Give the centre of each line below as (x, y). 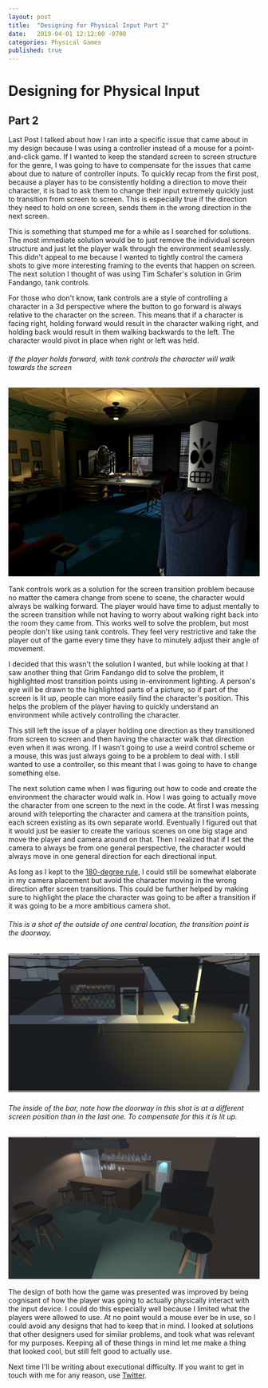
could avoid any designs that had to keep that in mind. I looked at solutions (131, 1326)
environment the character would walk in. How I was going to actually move (132, 797)
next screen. (29, 217)
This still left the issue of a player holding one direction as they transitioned (132, 730)
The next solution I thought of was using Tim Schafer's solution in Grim (125, 274)
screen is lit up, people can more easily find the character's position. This (129, 698)
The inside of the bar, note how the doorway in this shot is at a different (126, 1108)
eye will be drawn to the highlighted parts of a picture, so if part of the (123, 690)
